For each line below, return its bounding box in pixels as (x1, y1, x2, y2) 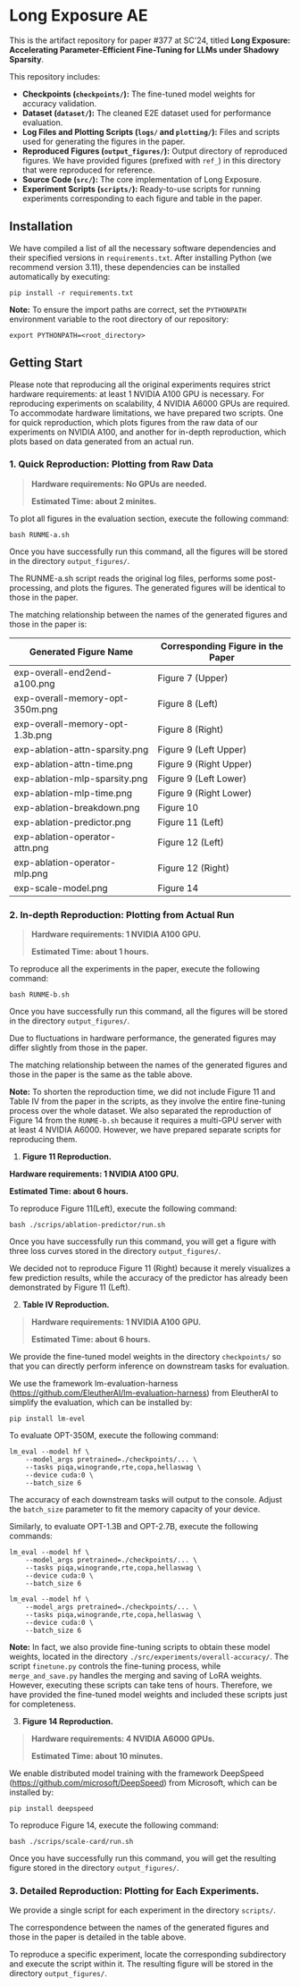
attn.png (13, 841, 49, 854)
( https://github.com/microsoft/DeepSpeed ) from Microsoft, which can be (9, 1778, 278, 1789)
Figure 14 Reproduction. (21, 1716, 114, 1727)
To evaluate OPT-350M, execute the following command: (9, 1430, 219, 1441)
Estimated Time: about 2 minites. (30, 495, 157, 506)
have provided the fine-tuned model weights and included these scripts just (9, 1689, 288, 1700)
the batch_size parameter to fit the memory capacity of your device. (9, 1503, 261, 1515)
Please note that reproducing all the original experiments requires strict (9, 379, 271, 390)
